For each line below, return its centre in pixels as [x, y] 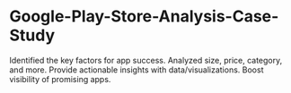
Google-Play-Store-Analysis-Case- [144, 17]
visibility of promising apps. [60, 79]
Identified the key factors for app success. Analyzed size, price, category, [146, 60]
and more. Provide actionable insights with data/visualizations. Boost [137, 70]
